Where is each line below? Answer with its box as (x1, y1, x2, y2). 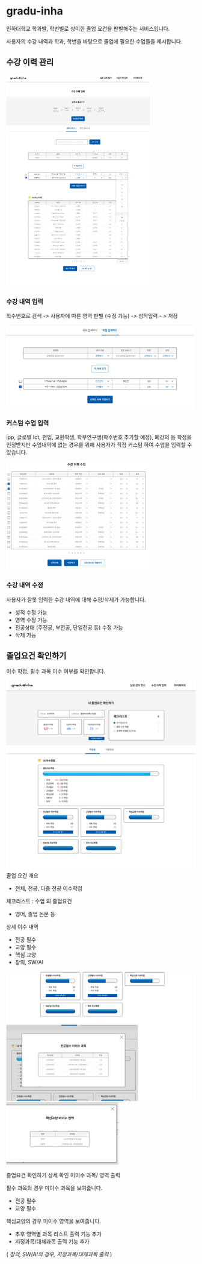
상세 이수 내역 (6, 923, 39, 931)
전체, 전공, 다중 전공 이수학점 (14, 885, 83, 892)
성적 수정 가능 (14, 608, 47, 616)
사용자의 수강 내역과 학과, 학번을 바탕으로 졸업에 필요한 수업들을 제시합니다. (6, 37, 183, 45)
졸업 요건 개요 (6, 872, 39, 879)
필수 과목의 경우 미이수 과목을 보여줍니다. (6, 1184, 103, 1192)
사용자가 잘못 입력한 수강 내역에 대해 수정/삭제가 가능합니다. (6, 596, 146, 603)
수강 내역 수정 (6, 581, 44, 589)
